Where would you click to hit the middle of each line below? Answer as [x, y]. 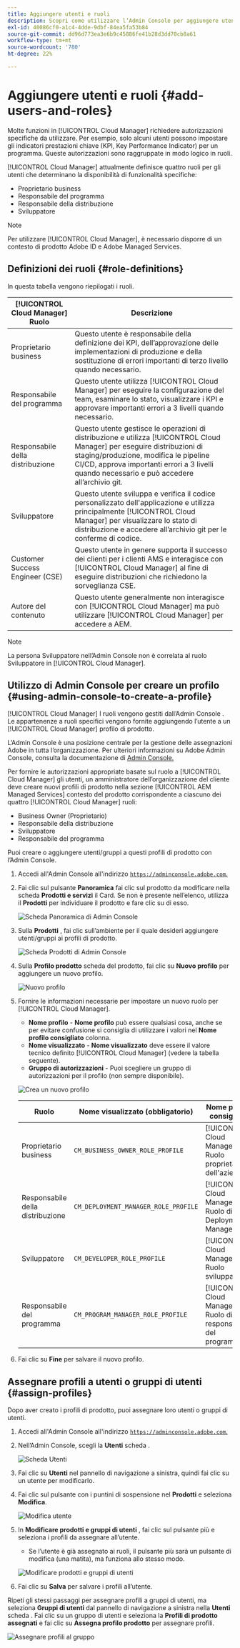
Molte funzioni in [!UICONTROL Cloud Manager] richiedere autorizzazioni [115, 130]
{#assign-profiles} [50, 1393]
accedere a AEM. [103, 624]
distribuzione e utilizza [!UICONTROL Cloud [148, 437]
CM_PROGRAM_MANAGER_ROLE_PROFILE [131, 1315]
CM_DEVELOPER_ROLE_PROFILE [120, 1259]
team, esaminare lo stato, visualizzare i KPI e [149, 399]
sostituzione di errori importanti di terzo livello [151, 360]
